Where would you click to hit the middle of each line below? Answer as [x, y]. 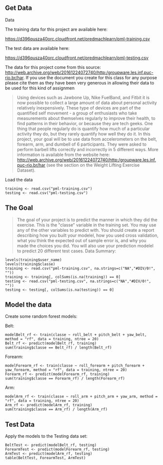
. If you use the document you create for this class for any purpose [90, 77]
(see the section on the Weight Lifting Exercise [93, 165]
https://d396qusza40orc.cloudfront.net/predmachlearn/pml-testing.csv [77, 58]
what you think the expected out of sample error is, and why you [82, 240]
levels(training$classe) [30, 264]
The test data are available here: [37, 48]
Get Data [19, 8]
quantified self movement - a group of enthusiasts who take [77, 113]
